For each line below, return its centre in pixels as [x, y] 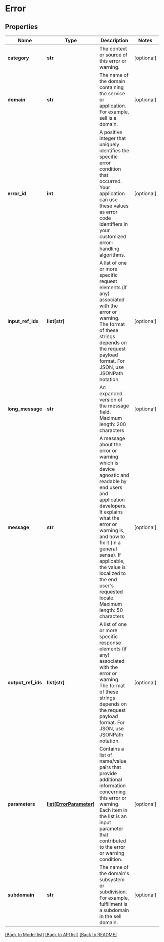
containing [112, 87]
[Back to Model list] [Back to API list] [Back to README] [61, 935]
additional [111, 780]
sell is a [108, 118]
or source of [113, 55]
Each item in [113, 810]
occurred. [111, 181]
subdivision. [113, 892]
